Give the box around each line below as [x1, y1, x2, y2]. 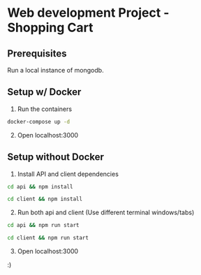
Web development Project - [7, 5, 170, 21]
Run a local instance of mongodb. [7, 66, 104, 74]
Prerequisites [7, 47, 67, 59]
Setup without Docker [7, 151, 105, 163]
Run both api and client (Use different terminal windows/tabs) [17, 208, 195, 217]
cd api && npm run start [7, 222, 80, 229]
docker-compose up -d [7, 118, 70, 125]
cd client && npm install [7, 195, 82, 203]
